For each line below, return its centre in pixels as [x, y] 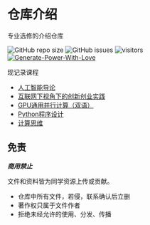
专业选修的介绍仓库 [36, 36]
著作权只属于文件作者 [49, 205]
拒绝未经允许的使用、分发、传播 [64, 214]
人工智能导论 [36, 87]
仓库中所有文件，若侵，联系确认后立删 [74, 196]
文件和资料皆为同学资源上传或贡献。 [60, 181]
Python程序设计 [41, 114]
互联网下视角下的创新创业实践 [61, 96]
